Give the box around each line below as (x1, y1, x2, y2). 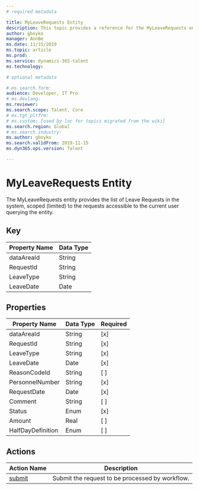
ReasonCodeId (9, 368, 50, 377)
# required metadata (6, 8, 57, 15)
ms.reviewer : (6, 101, 38, 107)
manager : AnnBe (6, 36, 44, 42)
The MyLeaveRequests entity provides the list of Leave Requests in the (6, 196, 179, 203)
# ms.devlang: (6, 96, 41, 102)
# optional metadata (6, 74, 57, 80)
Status (9, 407, 27, 415)
